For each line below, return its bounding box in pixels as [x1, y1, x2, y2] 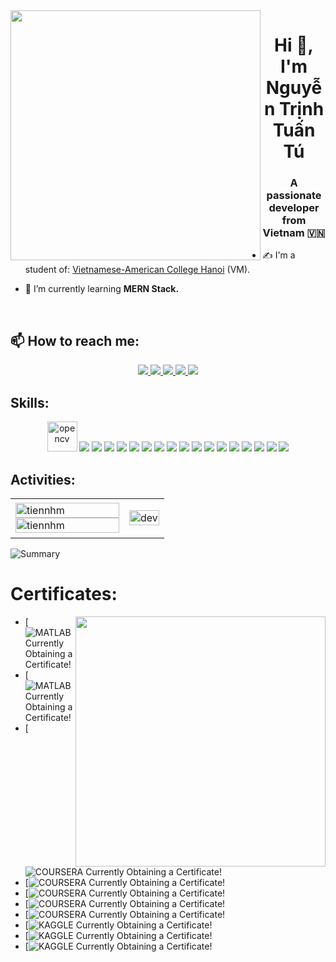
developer [268, 201, 320, 215]
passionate [266, 189, 322, 203]
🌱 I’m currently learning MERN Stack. [24, 283, 180, 295]
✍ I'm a [262, 249, 296, 261]
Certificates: [10, 583, 118, 606]
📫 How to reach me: [10, 332, 140, 349]
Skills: [10, 394, 50, 411]
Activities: [10, 471, 76, 488]
